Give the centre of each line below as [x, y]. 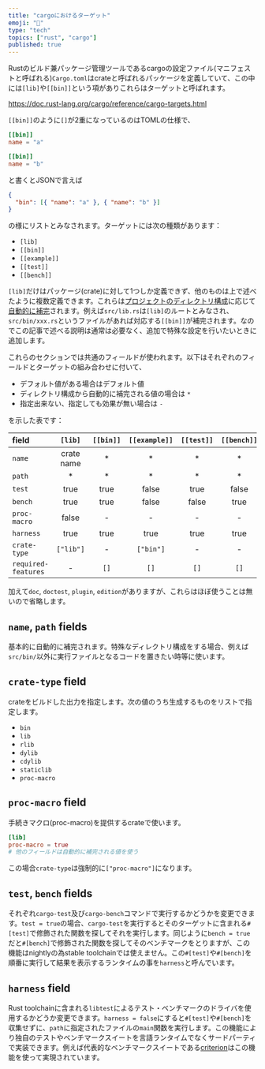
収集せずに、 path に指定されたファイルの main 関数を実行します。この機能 [125, 1027]
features [28, 572]
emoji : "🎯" [26, 23]
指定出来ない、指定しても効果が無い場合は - [91, 404]
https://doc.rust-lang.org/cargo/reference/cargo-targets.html [108, 104]
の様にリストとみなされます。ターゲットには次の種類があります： [115, 226]
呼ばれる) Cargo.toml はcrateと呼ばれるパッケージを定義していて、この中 [138, 78]
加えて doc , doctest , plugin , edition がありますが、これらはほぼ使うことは [127, 592]
